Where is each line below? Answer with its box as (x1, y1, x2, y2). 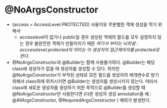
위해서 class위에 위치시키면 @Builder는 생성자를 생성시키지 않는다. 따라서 (12, 78, 158, 84)
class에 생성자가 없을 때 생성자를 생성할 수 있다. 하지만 (12, 65, 120, 72)
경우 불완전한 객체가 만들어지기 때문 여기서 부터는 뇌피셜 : (25, 40, 138, 46)
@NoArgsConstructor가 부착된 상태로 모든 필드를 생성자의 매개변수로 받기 (12, 72, 159, 78)
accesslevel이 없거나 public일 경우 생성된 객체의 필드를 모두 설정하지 (19, 34, 156, 40)
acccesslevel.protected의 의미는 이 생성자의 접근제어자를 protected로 (19, 46, 160, 52)
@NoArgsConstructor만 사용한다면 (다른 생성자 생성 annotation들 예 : (12, 90, 152, 97)
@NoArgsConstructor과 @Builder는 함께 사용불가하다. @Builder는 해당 (12, 59, 155, 65)
